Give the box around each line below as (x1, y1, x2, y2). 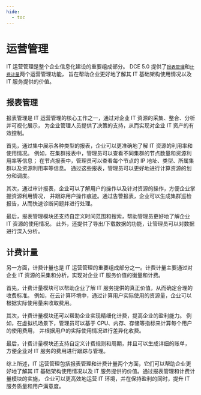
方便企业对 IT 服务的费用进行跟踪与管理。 (6, 348, 109, 355)
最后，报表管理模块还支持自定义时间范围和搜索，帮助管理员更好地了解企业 (6, 213, 190, 220)
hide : (6, 8, 20, 15)
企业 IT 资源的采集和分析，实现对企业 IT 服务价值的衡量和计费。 (6, 271, 164, 279)
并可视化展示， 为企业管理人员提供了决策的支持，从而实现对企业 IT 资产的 (6, 122, 189, 129)
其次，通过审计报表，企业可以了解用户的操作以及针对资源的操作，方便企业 (6, 185, 190, 192)
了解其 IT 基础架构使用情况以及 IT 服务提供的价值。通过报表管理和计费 (16, 367, 190, 375)
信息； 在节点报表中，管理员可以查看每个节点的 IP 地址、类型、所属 (22, 157, 189, 164)
